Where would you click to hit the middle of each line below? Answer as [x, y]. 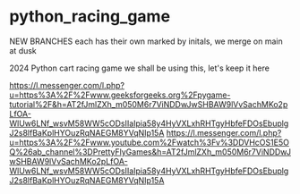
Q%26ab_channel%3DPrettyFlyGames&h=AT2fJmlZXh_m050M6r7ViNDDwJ [150, 152]
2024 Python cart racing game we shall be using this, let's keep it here [140, 68]
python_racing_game [90, 17]
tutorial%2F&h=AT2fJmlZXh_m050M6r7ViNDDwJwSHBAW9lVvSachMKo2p [149, 104]
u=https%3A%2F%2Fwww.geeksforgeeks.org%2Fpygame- [120, 95]
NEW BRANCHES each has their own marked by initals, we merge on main [146, 41]
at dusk [23, 50]
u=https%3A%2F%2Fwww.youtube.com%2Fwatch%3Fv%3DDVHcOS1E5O [149, 142]
